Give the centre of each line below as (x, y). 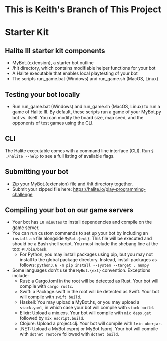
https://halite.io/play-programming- (110, 189)
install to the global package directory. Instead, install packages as (88, 260)
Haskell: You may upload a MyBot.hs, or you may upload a (80, 302)
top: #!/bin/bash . (30, 249)
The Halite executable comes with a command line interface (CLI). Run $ (79, 150)
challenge (22, 194)
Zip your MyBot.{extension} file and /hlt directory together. (73, 184)
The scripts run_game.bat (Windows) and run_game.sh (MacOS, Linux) (85, 79)
